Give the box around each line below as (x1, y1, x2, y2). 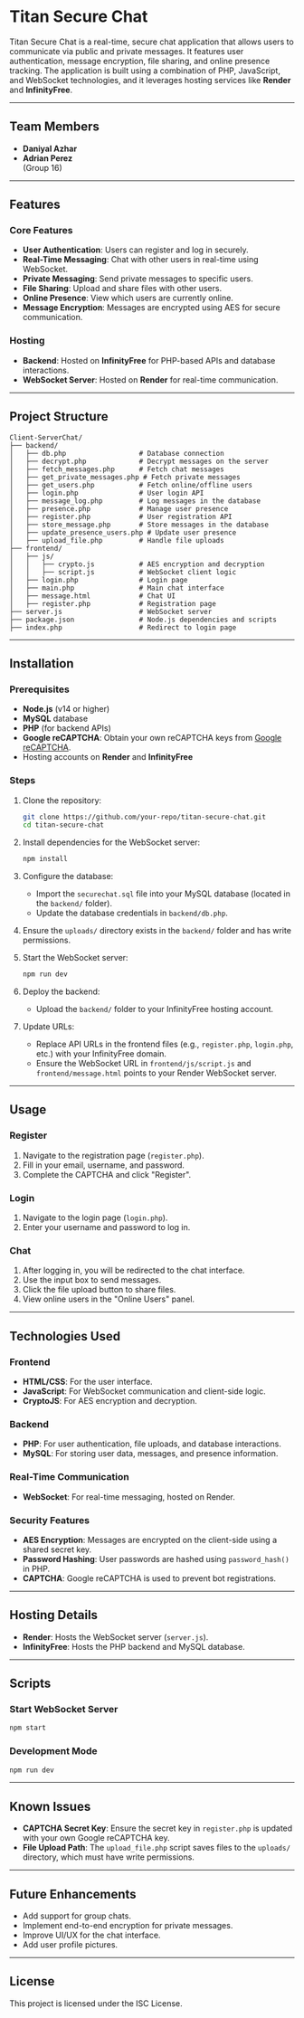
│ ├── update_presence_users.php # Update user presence (9, 527, 237, 537)
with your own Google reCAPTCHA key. (22, 1833, 170, 1843)
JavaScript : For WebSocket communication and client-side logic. (22, 1386, 266, 1397)
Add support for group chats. (22, 1910, 131, 1921)
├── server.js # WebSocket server (9, 607, 213, 616)
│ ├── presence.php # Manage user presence (9, 504, 229, 513)
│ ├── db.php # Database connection (9, 449, 224, 458)
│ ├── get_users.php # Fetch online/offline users (9, 480, 253, 489)
